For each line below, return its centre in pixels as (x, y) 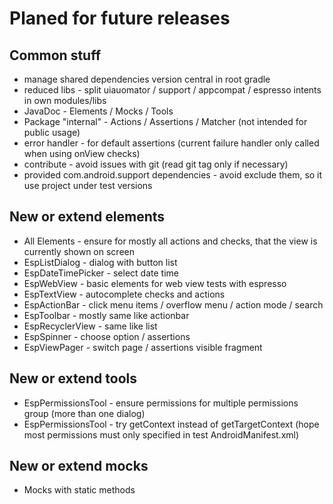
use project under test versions (88, 185)
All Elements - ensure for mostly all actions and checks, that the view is (170, 241)
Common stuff (55, 55)
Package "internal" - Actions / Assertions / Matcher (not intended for (165, 121)
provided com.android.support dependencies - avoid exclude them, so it (173, 175)
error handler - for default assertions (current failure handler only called (171, 143)
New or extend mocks (79, 466)
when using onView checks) (82, 153)
